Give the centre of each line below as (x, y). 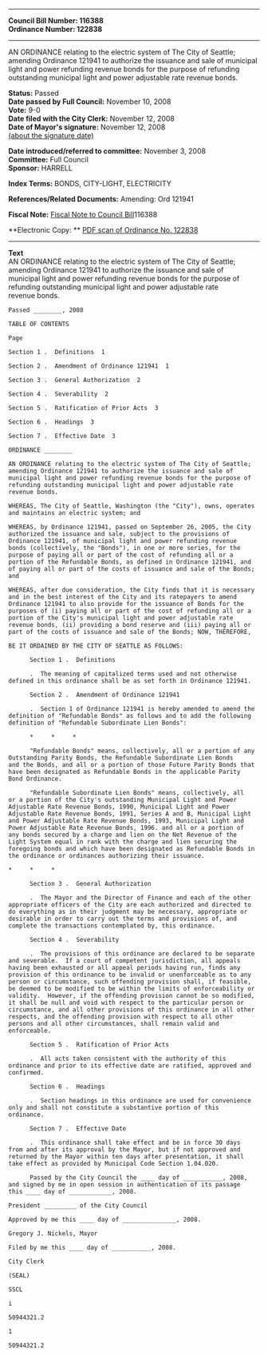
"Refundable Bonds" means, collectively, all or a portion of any (142, 751)
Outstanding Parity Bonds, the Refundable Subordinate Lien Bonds (121, 758)
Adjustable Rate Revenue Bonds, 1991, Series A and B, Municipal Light (130, 814)
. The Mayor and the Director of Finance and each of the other (140, 898)
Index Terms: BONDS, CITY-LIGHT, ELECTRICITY (90, 183)
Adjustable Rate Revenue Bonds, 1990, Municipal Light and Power (119, 807)
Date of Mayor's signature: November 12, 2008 (87, 127)
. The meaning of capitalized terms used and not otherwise (133, 674)
